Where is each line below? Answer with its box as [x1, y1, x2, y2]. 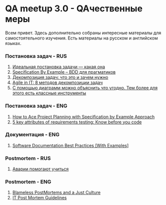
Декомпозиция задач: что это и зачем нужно [12, 75, 109, 81]
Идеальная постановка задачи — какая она [12, 64, 106, 70]
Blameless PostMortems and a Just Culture [12, 190, 101, 196]
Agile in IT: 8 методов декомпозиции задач [12, 80, 103, 85]
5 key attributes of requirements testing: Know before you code [12, 119, 142, 125]
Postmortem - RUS [5, 155, 51, 162]
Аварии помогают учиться [12, 166, 69, 172]
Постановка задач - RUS [5, 52, 67, 59]
